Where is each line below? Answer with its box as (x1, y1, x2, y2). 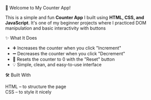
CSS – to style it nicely (5, 89, 52, 95)
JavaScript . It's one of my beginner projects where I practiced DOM (5, 20, 147, 26)
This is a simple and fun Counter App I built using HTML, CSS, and (5, 15, 144, 20)
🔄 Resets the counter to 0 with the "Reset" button (12, 56, 115, 62)
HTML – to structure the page (5, 83, 66, 89)
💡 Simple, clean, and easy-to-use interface (12, 62, 102, 67)
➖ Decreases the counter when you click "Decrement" (12, 51, 125, 56)
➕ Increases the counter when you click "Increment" (12, 45, 122, 51)
